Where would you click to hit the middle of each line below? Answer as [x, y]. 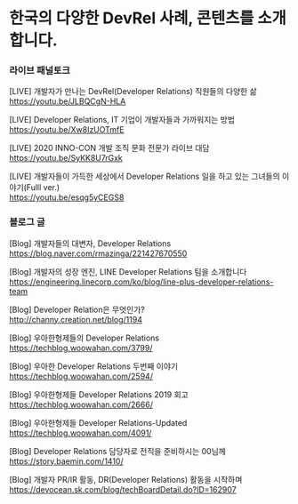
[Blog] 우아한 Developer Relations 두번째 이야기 [94, 366]
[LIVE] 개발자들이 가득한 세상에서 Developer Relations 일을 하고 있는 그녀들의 [145, 176]
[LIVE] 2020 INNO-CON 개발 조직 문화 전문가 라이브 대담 [110, 148]
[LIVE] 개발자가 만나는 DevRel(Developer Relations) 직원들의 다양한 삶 [133, 92]
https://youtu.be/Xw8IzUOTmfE [67, 130]
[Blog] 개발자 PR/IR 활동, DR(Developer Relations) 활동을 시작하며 [126, 479]
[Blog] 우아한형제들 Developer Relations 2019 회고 [99, 394]
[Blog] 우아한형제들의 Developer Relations [85, 338]
